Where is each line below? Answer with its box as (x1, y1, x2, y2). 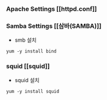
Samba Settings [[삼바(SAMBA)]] (6, 21, 102, 30)
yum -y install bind (6, 48, 57, 55)
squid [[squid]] (6, 62, 50, 70)
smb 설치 (14, 36, 37, 43)
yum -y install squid (6, 88, 60, 94)
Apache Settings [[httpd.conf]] (6, 5, 98, 13)
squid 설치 (14, 76, 40, 83)
